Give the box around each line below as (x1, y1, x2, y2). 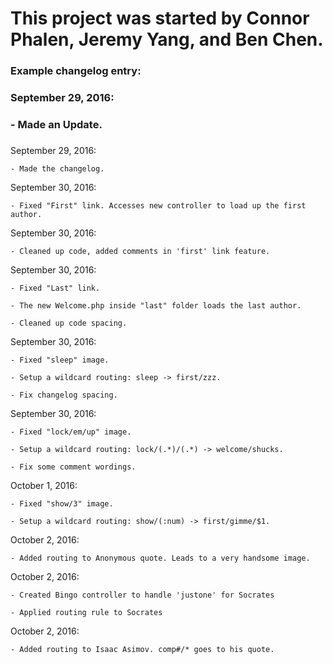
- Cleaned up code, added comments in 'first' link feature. (10, 246, 271, 256)
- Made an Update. (10, 117, 103, 131)
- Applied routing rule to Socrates (10, 607, 163, 617)
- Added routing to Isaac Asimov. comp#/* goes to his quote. (10, 644, 275, 654)
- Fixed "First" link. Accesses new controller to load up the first (10, 200, 307, 211)
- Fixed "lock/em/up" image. (10, 427, 132, 437)
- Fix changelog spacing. (10, 390, 118, 400)
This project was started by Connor (10, 7, 310, 30)
